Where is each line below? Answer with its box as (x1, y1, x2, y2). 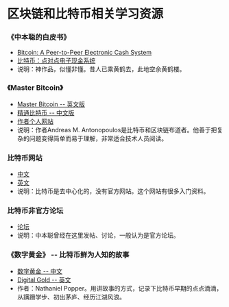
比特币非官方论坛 (7, 206, 64, 215)
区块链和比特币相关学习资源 (7, 6, 164, 22)
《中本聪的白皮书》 (7, 32, 71, 42)
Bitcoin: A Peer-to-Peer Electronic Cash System (16, 49, 152, 57)
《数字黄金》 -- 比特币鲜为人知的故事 (7, 250, 130, 260)
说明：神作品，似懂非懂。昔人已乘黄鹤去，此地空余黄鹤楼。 (16, 65, 186, 73)
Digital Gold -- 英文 (16, 275, 71, 284)
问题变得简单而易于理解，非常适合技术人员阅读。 (29, 134, 168, 143)
